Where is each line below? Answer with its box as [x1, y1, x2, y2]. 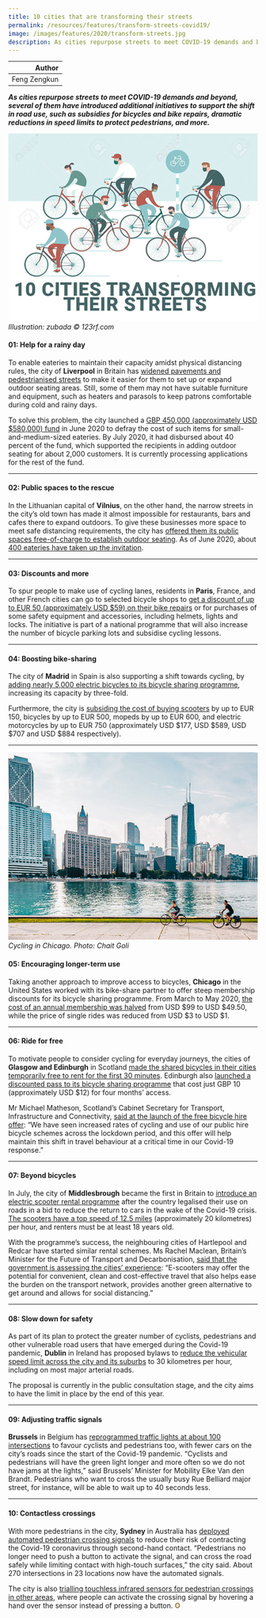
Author [35, 63, 59, 72]
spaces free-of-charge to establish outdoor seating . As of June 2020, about [8, 534, 256, 544]
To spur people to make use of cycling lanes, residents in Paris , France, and [8, 586, 256, 595]
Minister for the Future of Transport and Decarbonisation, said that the [8, 1254, 237, 1264]
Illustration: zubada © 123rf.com [8, 322, 115, 331]
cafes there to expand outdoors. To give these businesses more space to [8, 517, 247, 527]
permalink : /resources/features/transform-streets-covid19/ [8, 21, 211, 29]
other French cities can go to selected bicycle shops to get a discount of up [8, 595, 255, 604]
